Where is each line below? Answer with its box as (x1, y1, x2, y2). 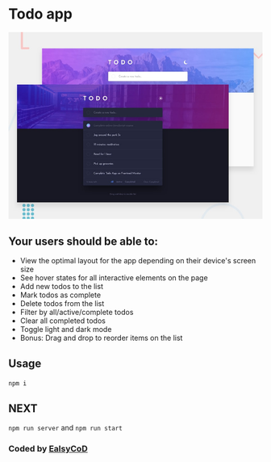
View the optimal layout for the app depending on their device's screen (19, 256, 256, 266)
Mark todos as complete (19, 290, 102, 300)
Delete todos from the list (19, 299, 105, 309)
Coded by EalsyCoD (8, 443, 88, 454)
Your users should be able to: (8, 234, 159, 248)
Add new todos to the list (19, 282, 103, 292)
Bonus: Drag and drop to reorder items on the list (19, 333, 183, 343)
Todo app (8, 5, 73, 23)
